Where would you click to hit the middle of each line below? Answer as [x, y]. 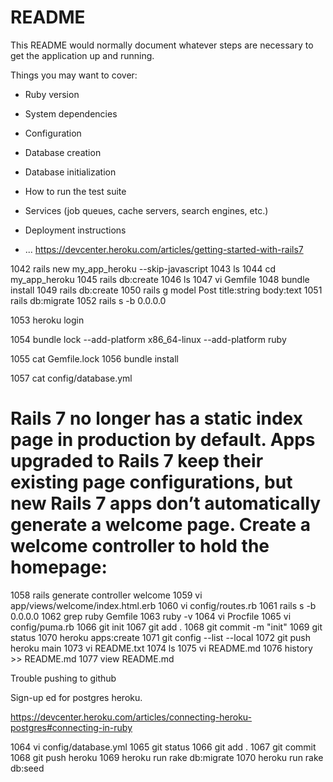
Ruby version [52, 94]
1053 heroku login [47, 320]
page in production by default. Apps [163, 440]
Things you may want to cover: [74, 75]
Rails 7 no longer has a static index [156, 418]
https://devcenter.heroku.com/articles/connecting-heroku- [131, 717]
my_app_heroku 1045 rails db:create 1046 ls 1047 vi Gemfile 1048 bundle [160, 279]
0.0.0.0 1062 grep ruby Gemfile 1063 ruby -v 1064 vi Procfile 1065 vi [151, 616]
